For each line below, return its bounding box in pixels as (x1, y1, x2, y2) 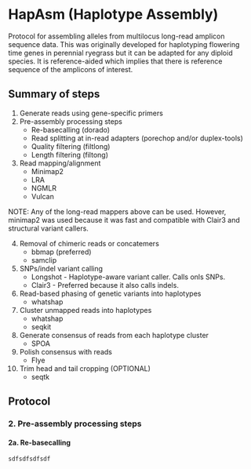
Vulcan (31, 191, 55, 201)
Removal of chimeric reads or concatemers (19, 238, 159, 248)
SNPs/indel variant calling (19, 264, 104, 273)
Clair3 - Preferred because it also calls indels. (31, 280, 179, 289)
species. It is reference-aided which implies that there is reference (8, 56, 223, 66)
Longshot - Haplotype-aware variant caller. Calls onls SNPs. (31, 272, 226, 282)
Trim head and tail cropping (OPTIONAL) (19, 363, 151, 373)
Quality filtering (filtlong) (31, 141, 111, 151)
